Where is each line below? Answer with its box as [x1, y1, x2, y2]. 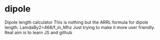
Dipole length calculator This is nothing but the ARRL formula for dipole [4, 19, 148, 25]
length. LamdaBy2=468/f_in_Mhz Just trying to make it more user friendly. [4, 24, 156, 30]
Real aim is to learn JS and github [4, 29, 72, 35]
